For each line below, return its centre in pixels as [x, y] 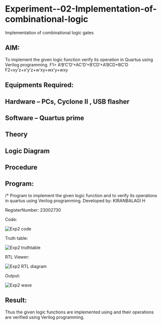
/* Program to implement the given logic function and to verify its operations [81, 195]
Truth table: [16, 238]
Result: [16, 301]
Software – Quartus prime [45, 118]
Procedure [21, 167]
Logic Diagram [27, 151]
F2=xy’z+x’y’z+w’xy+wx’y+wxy [37, 70]
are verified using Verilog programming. [45, 317]
